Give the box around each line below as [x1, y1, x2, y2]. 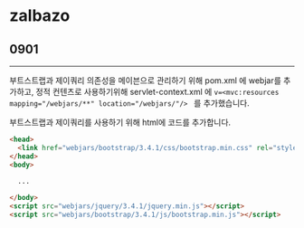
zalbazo [9, 5, 71, 26]
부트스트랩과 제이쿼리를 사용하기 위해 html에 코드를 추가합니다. [9, 117, 232, 128]
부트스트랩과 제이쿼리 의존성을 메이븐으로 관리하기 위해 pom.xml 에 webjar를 [9, 75, 282, 86]
